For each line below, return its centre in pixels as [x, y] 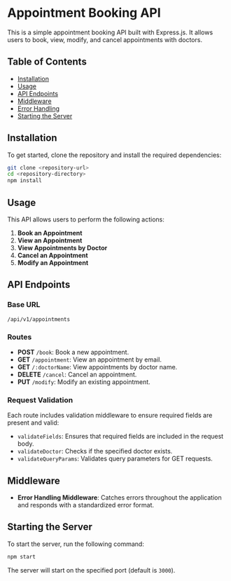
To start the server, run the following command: [76, 544]
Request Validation [40, 399]
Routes [20, 336]
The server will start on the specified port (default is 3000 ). [91, 570]
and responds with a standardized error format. [86, 505]
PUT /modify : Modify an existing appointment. [84, 382]
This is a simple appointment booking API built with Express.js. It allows [110, 32]
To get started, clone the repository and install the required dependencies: [114, 155]
